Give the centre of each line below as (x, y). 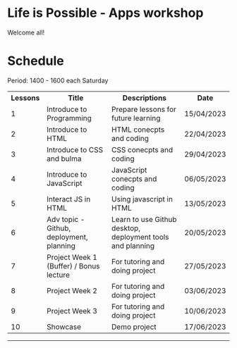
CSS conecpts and (142, 149)
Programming (69, 118)
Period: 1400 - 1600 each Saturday (58, 80)
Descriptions (145, 98)
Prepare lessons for (144, 109)
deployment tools (140, 237)
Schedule (36, 61)
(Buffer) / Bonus (73, 266)
